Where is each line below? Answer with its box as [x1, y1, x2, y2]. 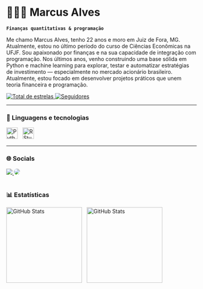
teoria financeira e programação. [6, 81, 88, 88]
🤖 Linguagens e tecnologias [6, 113, 89, 122]
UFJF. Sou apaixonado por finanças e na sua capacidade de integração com [6, 48, 196, 56]
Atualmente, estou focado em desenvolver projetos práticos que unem [6, 74, 182, 82]
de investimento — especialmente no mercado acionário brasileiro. [6, 68, 173, 75]
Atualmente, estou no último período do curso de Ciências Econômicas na [6, 42, 191, 50]
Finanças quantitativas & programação [6, 25, 104, 31]
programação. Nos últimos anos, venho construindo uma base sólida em [6, 55, 187, 62]
